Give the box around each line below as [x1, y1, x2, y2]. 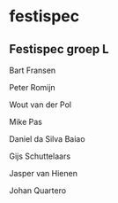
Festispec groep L [9, 42, 109, 57]
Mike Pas [9, 117, 42, 127]
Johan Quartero [9, 185, 67, 196]
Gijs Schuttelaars [9, 151, 71, 161]
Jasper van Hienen [9, 168, 77, 178]
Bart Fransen [9, 65, 56, 75]
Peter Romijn [9, 82, 55, 92]
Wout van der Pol [9, 99, 72, 110]
